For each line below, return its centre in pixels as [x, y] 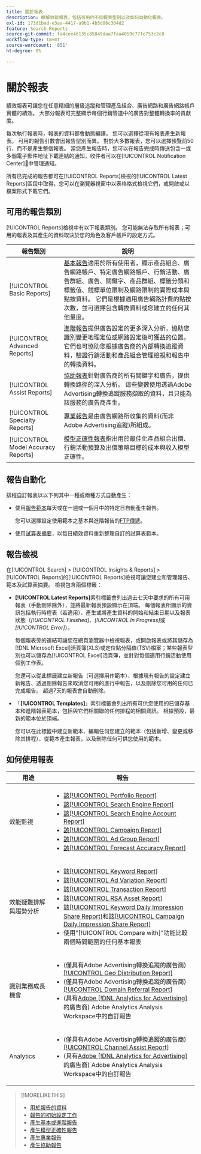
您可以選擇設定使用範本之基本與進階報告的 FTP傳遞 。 [80, 521]
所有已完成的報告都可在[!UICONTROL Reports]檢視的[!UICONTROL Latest [97, 176]
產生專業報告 [45, 1137]
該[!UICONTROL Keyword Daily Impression [124, 907]
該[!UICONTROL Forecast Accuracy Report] [125, 848]
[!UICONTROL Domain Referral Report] [118, 989]
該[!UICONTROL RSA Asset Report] [113, 898]
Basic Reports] [30, 293]
